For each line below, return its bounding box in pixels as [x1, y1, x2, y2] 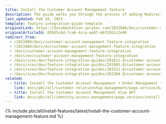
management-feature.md [5, 113, 56, 119]
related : [5, 76, 23, 81]
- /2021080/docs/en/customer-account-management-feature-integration [9, 44, 156, 49]
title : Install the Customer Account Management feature [5, 7, 125, 12]
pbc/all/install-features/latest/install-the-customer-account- [28, 108, 151, 114]
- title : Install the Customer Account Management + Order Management [9, 81, 158, 85]
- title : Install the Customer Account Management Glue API [9, 90, 136, 95]
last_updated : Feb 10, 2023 [5, 16, 63, 21]
